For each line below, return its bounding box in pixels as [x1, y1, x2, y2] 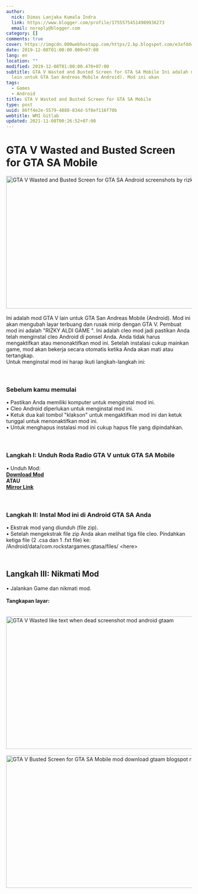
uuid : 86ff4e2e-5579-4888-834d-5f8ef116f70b [6, 107, 117, 113]
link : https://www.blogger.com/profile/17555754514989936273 [11, 19, 165, 25]
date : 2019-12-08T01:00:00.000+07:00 [6, 47, 99, 53]
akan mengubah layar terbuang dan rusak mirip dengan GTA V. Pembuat [6, 321, 181, 328]
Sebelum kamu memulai [6, 385, 77, 394]
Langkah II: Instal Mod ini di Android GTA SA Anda [6, 510, 151, 519]
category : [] [6, 31, 38, 37]
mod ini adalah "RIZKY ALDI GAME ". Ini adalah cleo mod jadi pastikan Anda [6, 327, 190, 334]
